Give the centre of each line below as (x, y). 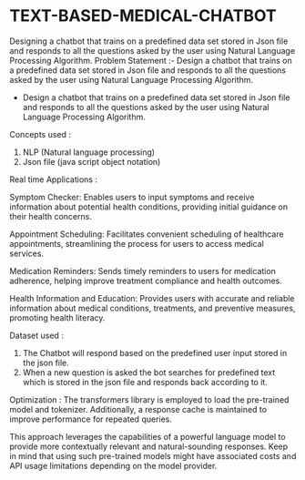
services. (26, 253)
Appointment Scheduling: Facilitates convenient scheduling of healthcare (147, 234)
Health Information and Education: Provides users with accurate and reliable (152, 298)
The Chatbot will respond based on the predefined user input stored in (155, 352)
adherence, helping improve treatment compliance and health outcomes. (146, 281)
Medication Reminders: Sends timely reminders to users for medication (142, 271)
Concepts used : (40, 134)
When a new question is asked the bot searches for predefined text (149, 372)
